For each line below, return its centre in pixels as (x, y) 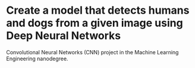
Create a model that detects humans (98, 10)
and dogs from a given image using (95, 23)
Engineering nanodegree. (37, 58)
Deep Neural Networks (63, 36)
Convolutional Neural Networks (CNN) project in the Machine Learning (92, 52)
